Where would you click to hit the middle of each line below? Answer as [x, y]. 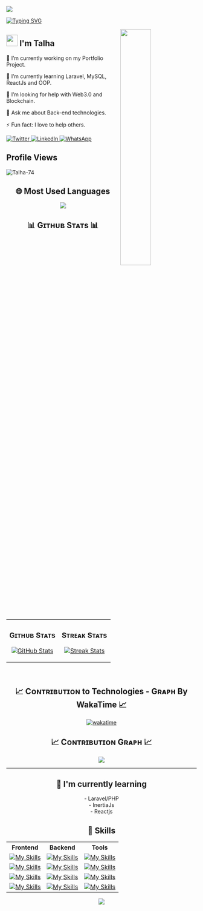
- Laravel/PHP [101, 798]
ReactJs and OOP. [29, 82]
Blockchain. [21, 100]
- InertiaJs [101, 805]
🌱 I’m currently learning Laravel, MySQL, [56, 76]
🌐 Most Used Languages [63, 192]
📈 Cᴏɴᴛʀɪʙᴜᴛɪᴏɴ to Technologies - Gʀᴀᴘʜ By [101, 692]
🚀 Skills [101, 830]
